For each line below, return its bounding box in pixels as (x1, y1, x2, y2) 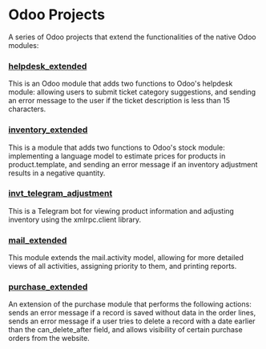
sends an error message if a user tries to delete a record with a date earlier (8, 316, 256, 326)
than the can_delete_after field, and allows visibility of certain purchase (8, 325, 243, 335)
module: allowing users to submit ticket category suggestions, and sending (8, 87, 256, 97)
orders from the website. (8, 334, 90, 343)
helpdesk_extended (8, 60, 87, 71)
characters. (8, 104, 46, 114)
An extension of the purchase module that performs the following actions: (8, 299, 252, 309)
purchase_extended (8, 282, 88, 293)
